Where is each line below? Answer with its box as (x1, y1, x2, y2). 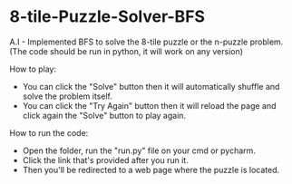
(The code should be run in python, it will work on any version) (9, 45, 243, 56)
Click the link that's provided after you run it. (22, 154, 189, 165)
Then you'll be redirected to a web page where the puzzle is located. (22, 164, 280, 175)
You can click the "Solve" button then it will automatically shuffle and (22, 81, 280, 92)
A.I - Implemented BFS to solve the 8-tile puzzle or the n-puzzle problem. (9, 36, 284, 47)
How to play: (9, 63, 57, 74)
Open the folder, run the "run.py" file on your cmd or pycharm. (22, 145, 257, 156)
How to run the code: (9, 127, 89, 138)
